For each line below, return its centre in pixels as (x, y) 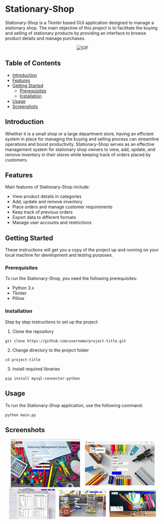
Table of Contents (33, 63)
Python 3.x (23, 288)
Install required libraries (36, 369)
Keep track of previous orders (42, 212)
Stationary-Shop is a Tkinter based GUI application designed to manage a (80, 23)
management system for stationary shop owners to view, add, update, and (80, 149)
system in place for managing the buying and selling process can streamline (82, 139)
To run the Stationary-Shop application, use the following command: (74, 405)
